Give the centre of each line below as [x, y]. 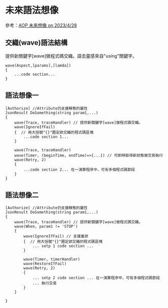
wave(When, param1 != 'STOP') [46, 227]
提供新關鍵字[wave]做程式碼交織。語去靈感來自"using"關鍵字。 [71, 56]
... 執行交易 [45, 283]
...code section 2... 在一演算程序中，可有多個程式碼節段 [79, 170]
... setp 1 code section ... [63, 246]
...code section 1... [46, 137]
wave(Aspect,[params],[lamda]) [38, 65]
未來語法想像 [32, 10]
